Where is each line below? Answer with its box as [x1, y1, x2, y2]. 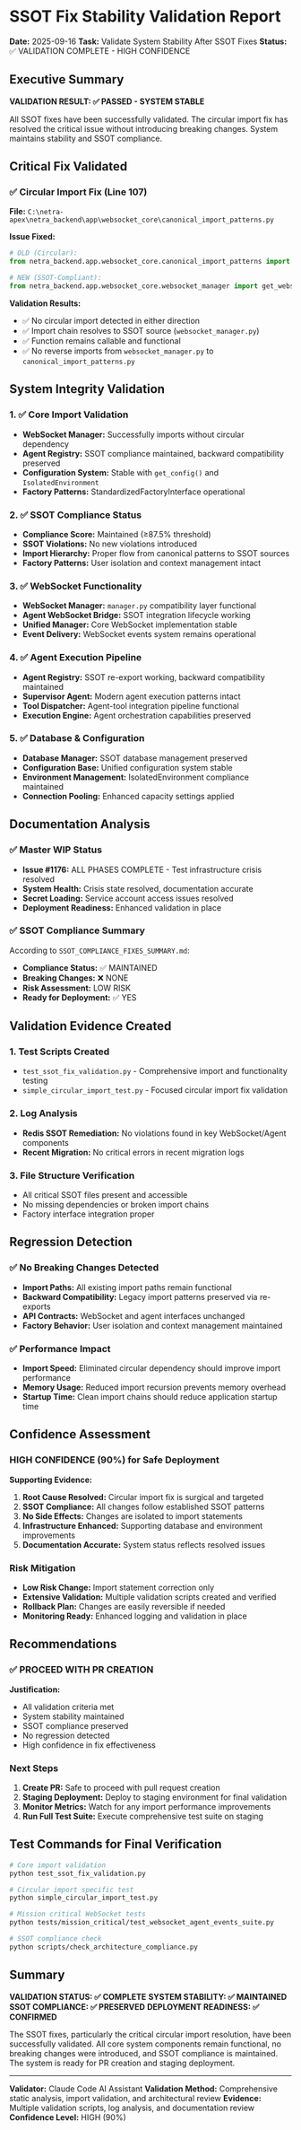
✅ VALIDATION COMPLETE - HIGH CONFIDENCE [9, 45, 191, 56]
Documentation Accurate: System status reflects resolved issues [21, 1539, 266, 1549]
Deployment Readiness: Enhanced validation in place [21, 902, 222, 912]
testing [21, 1075, 48, 1087]
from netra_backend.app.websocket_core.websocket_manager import [9, 282, 258, 291]
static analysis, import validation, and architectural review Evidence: [9, 2092, 262, 2103]
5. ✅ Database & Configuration [9, 732, 145, 745]
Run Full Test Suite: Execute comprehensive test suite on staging [21, 1811, 264, 1822]
